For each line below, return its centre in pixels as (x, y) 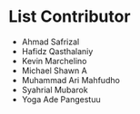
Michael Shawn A (54, 71)
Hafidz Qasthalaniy (57, 51)
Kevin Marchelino (54, 61)
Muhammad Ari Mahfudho (70, 80)
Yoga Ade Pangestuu (61, 99)
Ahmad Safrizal (50, 42)
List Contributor (70, 17)
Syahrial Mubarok (55, 90)
